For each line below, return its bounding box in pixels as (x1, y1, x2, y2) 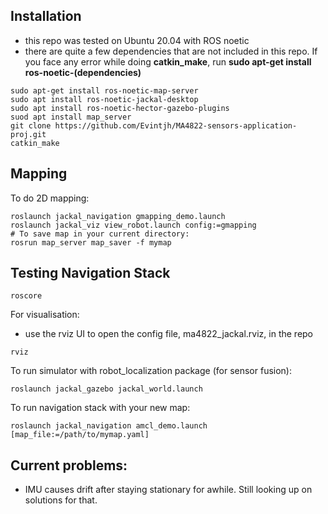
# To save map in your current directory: (10, 229, 190, 239)
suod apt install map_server (10, 112, 132, 122)
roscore (10, 291, 43, 301)
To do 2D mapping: (10, 192, 90, 204)
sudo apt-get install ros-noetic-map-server (10, 85, 199, 96)
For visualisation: (10, 309, 80, 321)
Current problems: (10, 457, 128, 474)
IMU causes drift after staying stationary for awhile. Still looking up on (24, 484, 313, 496)
